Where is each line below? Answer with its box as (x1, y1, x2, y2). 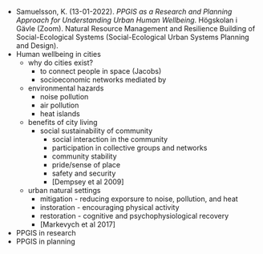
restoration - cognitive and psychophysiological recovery (39, 212, 229, 220)
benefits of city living (27, 118, 98, 127)
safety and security (51, 168, 116, 178)
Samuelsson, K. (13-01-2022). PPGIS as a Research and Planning (15, 7, 233, 16)
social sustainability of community (39, 126, 153, 135)
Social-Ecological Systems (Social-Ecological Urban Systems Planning (15, 32, 250, 42)
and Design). (15, 41, 59, 50)
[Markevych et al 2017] (39, 220, 116, 229)
